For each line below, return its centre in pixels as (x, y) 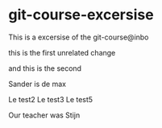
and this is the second (45, 68)
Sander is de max (37, 84)
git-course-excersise (81, 15)
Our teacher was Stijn (44, 115)
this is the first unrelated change (62, 52)
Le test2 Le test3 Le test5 (51, 99)
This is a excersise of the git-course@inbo (79, 37)
